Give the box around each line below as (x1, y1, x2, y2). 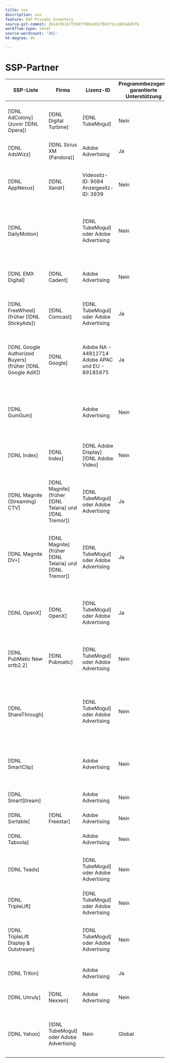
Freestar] (48, 818, 71, 825)
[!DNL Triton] (8, 969, 39, 976)
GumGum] (8, 412, 33, 419)
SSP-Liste (13, 87, 38, 94)
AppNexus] (8, 184, 35, 191)
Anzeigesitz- (82, 184, 114, 191)
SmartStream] (8, 797, 41, 804)
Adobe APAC (82, 356, 113, 363)
